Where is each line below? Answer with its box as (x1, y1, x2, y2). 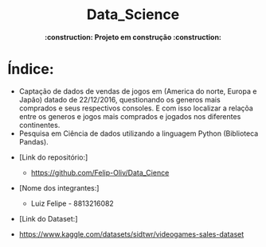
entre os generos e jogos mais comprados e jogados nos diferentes (18, 111, 241, 121)
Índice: (7, 60, 55, 78)
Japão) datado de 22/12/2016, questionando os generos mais (18, 95, 221, 104)
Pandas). (18, 137, 49, 146)
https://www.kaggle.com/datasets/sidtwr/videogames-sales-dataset (18, 229, 244, 239)
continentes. (18, 120, 61, 129)
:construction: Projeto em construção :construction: (44, 32, 222, 41)
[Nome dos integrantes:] (18, 183, 100, 192)
